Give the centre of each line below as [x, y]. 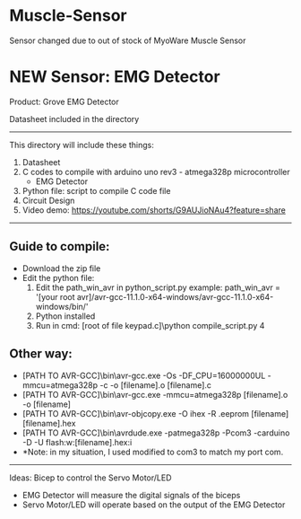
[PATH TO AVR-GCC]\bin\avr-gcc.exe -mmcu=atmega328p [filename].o [155, 394]
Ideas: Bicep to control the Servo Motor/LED [90, 478]
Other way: [41, 354]
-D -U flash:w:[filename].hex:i [77, 442]
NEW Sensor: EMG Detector [115, 77]
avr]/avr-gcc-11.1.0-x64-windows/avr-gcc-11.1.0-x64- [175, 296]
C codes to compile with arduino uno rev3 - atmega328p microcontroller [156, 172]
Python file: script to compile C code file [96, 190]
